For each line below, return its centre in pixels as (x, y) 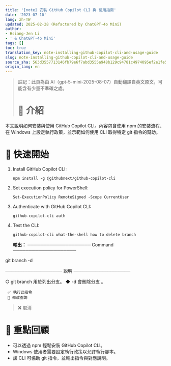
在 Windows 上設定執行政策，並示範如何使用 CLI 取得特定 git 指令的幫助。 (83, 132)
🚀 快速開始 (27, 154)
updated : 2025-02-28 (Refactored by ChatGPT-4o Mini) (64, 24)
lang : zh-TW (18, 19)
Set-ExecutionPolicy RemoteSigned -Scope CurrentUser (71, 197)
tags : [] (15, 43)
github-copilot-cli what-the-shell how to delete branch (74, 235)
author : (13, 29)
